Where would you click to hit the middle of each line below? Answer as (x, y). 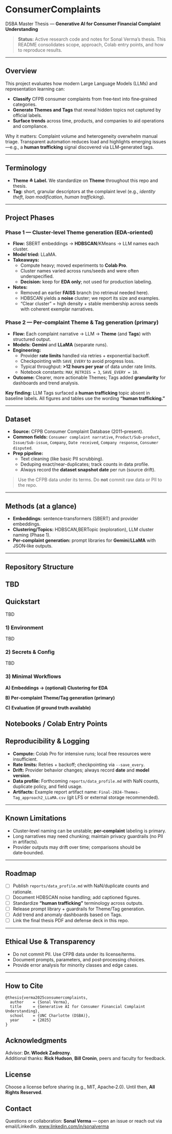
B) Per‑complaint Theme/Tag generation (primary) (60, 698)
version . (21, 775)
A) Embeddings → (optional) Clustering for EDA (57, 688)
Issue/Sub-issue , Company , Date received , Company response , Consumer (85, 443)
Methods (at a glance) (41, 506)
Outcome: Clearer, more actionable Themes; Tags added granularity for (89, 377)
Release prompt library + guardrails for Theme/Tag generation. (79, 909)
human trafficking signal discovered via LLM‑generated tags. (89, 147)
